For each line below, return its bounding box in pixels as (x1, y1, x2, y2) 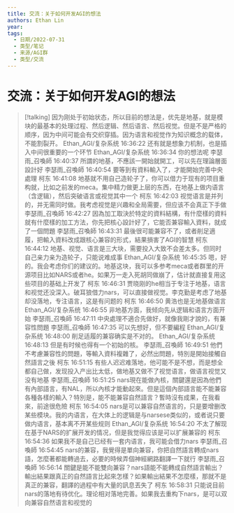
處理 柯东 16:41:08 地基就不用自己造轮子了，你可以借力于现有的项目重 (24, 174, 226, 182)
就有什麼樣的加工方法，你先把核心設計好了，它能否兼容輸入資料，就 (24, 218, 221, 226)
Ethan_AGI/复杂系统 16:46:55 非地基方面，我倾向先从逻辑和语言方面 (24, 306, 219, 314)
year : (7, 23, 23, 30)
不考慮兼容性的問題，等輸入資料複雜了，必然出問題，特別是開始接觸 (24, 349, 221, 357)
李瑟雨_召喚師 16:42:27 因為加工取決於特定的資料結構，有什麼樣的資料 (24, 209, 227, 217)
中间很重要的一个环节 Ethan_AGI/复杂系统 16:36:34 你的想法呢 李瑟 (30, 148, 224, 156)
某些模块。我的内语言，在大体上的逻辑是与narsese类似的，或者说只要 (24, 411, 226, 419)
